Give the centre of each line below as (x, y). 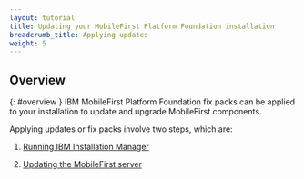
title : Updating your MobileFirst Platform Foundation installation (142, 26)
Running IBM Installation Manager (86, 147)
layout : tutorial (42, 18)
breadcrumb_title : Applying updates (79, 35)
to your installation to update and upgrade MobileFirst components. (136, 112)
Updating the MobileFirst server (82, 164)
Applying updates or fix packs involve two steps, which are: (122, 129)
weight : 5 (28, 43)
